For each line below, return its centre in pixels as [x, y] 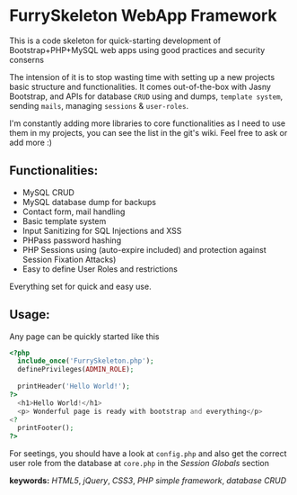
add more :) [31, 142]
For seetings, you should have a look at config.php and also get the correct [148, 454]
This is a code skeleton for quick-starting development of [115, 40]
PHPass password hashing [72, 240]
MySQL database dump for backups [89, 202]
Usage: [30, 315]
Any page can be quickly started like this [84, 336]
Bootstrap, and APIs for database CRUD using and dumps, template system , [146, 96]
